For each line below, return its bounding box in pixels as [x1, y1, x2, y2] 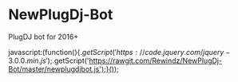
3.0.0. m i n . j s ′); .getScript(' [8, 56, 89, 65]
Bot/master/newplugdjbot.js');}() [8, 64, 114, 73]
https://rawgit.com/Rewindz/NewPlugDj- [89, 56, 222, 65]
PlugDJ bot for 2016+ [8, 32, 79, 41]
